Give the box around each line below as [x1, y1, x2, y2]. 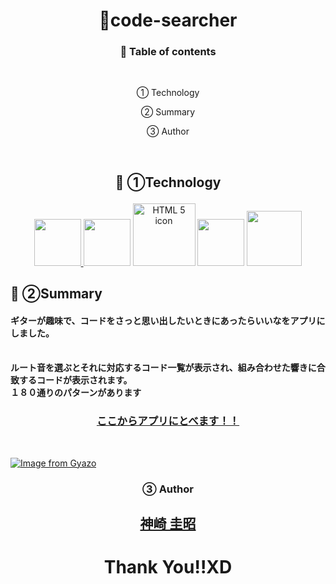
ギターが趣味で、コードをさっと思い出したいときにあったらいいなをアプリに [10, 314, 326, 326]
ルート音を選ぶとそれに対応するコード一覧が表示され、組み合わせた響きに [10, 362, 317, 374]
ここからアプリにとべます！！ [96, 414, 240, 428]
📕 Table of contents [119, 45, 217, 59]
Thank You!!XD [103, 556, 233, 579]
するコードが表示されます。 [18, 374, 133, 386]
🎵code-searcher [98, 9, 238, 32]
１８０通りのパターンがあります [10, 387, 142, 399]
